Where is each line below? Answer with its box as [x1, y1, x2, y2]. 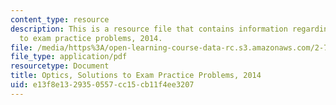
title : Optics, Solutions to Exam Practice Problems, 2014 [10, 71, 262, 81]
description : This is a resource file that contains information [10, 24, 288, 34]
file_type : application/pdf [10, 52, 128, 62]
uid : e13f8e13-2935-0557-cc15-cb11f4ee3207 [10, 80, 195, 90]
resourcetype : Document [10, 61, 110, 71]
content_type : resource [10, 14, 110, 25]
